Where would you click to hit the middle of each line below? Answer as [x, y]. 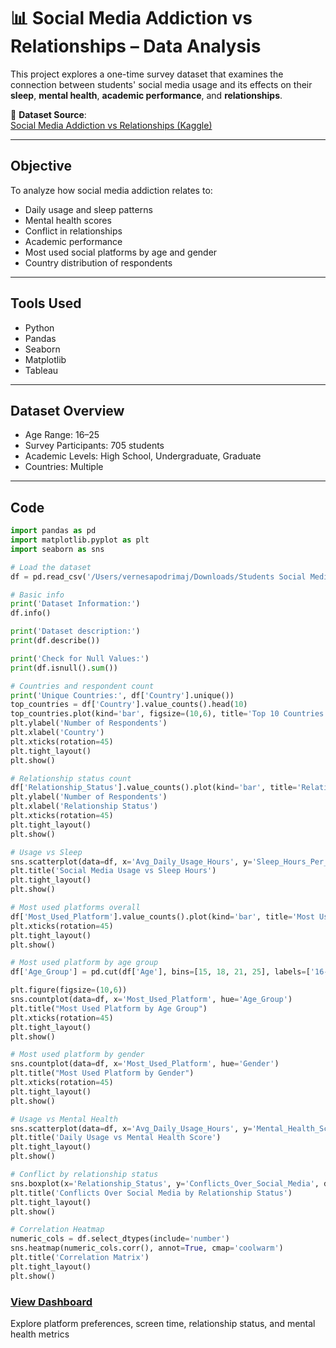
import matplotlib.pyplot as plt [80, 540]
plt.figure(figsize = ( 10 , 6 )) [69, 990]
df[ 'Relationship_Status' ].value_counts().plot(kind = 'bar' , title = [154, 788]
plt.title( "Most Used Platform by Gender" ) [102, 1073]
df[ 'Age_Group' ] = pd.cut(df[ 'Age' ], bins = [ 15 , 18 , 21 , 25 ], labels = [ [160, 972]
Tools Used [46, 303]
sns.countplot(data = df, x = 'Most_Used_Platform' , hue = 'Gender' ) [145, 1064]
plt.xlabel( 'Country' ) [57, 733]
